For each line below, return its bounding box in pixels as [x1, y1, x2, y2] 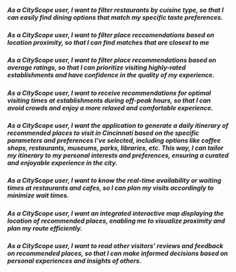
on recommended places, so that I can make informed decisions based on [7, 250, 228, 258]
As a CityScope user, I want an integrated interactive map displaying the [7, 209, 224, 217]
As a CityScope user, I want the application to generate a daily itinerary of [7, 122, 229, 130]
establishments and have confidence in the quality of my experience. [7, 71, 215, 79]
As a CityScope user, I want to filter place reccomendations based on [7, 30, 214, 39]
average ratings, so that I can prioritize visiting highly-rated [7, 63, 186, 72]
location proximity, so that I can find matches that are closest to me [7, 38, 209, 46]
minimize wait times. [7, 191, 70, 200]
